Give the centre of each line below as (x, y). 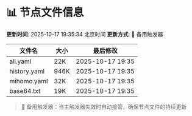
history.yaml (27, 71)
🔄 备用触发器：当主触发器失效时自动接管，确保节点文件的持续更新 (104, 106)
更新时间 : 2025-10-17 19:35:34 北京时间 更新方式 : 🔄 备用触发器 (85, 34)
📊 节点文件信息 (45, 12)
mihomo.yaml (29, 81)
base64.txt (25, 90)
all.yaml (20, 61)
